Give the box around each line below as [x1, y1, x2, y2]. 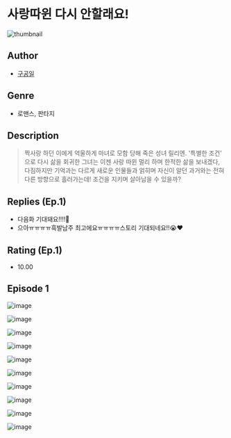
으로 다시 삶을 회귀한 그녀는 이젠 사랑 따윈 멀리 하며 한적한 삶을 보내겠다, [24, 158, 221, 166]
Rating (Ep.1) [7, 244, 62, 256]
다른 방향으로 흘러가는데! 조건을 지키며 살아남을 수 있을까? [24, 175, 182, 184]
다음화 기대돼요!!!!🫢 [17, 215, 70, 223]
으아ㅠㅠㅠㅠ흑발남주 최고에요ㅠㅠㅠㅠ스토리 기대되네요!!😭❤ [17, 224, 184, 232]
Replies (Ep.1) [7, 195, 67, 207]
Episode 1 [7, 283, 50, 295]
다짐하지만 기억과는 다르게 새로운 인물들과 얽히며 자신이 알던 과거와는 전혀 [24, 166, 225, 175]
